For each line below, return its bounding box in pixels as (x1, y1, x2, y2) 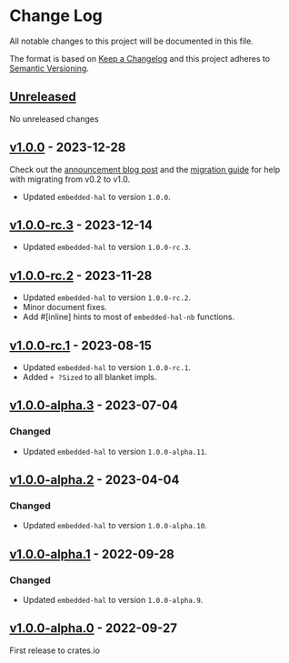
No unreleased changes (9, 113, 99, 124)
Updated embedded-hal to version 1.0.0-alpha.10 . (22, 520, 207, 531)
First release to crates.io (9, 645, 100, 656)
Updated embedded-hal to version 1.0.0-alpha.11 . (22, 446, 207, 457)
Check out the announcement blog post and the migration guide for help (9, 164, 281, 175)
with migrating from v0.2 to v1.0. (9, 174, 130, 185)
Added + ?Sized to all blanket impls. (22, 372, 157, 382)
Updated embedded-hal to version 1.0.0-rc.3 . (22, 242, 192, 253)
